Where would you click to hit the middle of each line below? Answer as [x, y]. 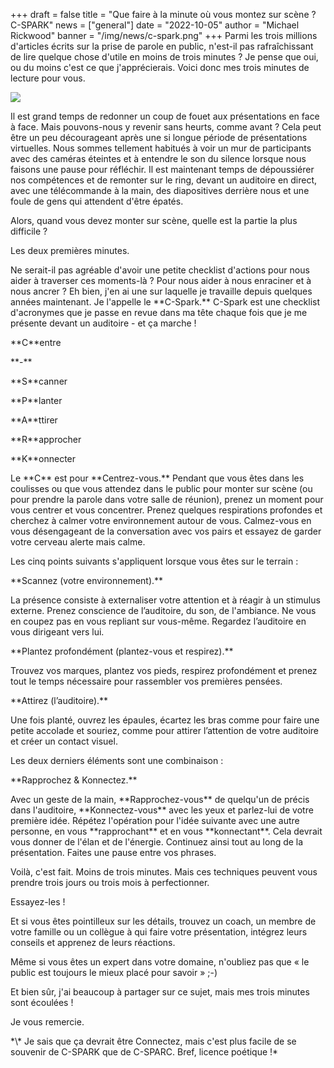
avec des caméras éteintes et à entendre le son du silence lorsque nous [158, 158]
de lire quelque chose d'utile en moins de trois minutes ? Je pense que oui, [164, 57]
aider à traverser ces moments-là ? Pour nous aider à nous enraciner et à [161, 280]
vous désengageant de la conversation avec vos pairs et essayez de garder [166, 531]
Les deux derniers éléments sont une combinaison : [117, 760]
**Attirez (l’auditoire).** [59, 700]
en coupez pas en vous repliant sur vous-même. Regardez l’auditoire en [158, 621]
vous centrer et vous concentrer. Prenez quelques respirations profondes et [166, 510]
